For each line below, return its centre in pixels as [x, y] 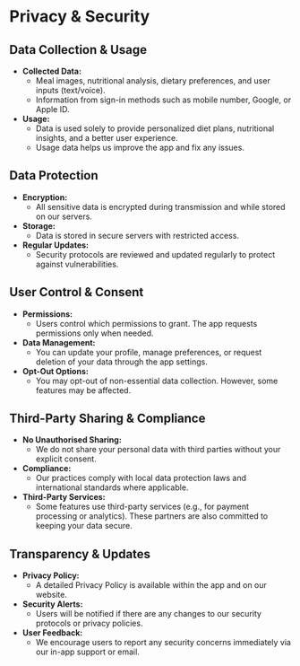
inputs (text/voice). [70, 90]
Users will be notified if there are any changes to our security [149, 614]
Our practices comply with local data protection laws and [141, 478]
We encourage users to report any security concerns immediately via [163, 643]
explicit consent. [66, 459]
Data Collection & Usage [78, 50]
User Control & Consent [77, 292]
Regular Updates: [56, 245]
